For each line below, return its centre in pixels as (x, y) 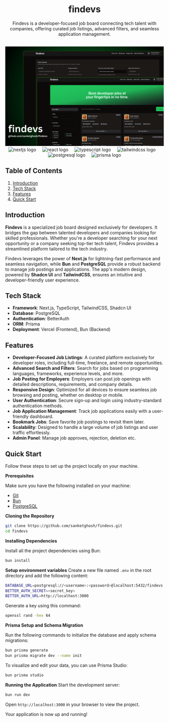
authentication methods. (38, 406)
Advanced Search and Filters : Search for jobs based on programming (85, 368)
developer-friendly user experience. (43, 280)
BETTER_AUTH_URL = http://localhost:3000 (47, 596)
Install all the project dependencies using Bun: (53, 550)
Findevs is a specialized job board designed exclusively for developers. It (81, 227)
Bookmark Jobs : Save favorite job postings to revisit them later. (78, 422)
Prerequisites (20, 476)
